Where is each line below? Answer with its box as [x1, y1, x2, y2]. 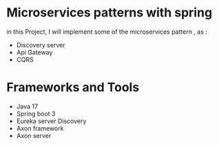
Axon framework [16, 124, 64, 132]
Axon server [16, 131, 52, 140]
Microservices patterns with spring [6, 5, 213, 21]
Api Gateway [16, 48, 53, 56]
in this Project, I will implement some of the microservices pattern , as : [6, 27, 208, 36]
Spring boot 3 [16, 109, 56, 118]
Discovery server [16, 41, 65, 49]
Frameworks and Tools [6, 80, 140, 96]
